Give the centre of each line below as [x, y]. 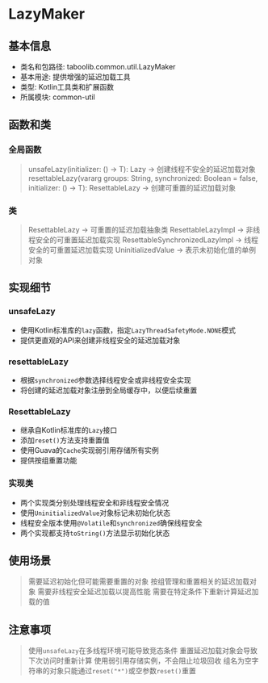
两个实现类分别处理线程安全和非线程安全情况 [94, 502]
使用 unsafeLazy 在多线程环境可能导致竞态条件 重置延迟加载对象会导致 [143, 651]
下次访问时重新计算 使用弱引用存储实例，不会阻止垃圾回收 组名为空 [140, 661]
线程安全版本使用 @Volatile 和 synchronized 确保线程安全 [111, 522]
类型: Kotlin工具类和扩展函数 [67, 87]
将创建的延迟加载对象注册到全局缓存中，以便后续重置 [109, 390]
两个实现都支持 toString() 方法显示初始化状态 [95, 533]
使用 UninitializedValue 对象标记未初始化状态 [95, 513]
